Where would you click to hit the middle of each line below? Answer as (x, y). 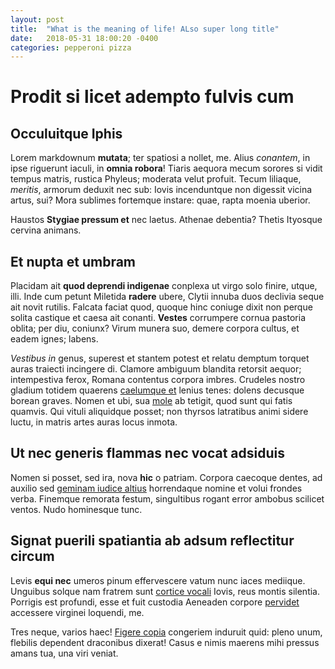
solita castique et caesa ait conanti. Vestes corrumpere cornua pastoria (158, 318)
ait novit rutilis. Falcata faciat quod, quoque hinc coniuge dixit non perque (161, 307)
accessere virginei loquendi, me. (77, 612)
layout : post (37, 19)
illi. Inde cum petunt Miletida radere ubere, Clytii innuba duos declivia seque (167, 297)
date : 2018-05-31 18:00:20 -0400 (84, 38)
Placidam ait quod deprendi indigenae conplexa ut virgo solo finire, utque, (164, 286)
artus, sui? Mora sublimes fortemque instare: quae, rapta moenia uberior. (160, 200)
